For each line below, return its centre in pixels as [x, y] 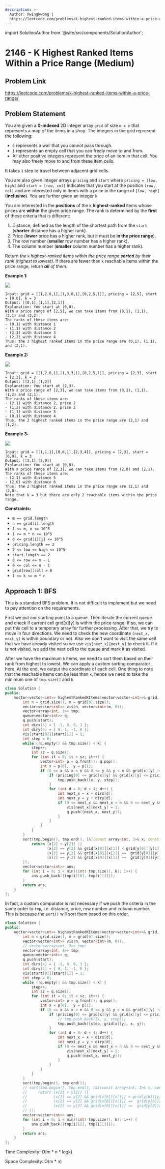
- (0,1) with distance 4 [30, 416]
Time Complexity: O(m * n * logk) [39, 1152]
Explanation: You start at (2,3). [41, 386]
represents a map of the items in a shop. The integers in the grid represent [80, 131]
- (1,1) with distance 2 [30, 329]
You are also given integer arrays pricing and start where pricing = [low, [81, 180]
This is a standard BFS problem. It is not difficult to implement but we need [81, 603]
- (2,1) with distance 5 [30, 478]
